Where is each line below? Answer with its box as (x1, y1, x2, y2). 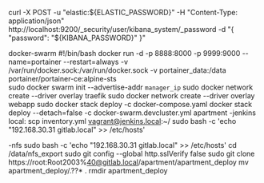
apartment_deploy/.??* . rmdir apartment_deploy (8, 166, 168, 175)
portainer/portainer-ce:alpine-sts (8, 74, 118, 83)
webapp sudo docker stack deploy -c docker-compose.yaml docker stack (8, 100, 253, 109)
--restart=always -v (62, 57, 128, 66)
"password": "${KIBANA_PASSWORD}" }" (8, 33, 146, 42)
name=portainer (8, 57, 62, 66)
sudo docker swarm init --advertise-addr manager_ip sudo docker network (8, 82, 254, 92)
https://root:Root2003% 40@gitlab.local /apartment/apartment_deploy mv (8, 157, 250, 167)
